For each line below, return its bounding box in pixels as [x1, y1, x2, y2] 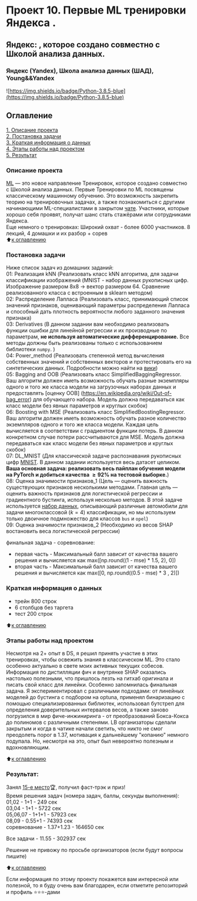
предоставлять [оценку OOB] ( [6, 390, 84, 397]
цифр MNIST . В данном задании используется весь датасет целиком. [6, 459, 181, 466]
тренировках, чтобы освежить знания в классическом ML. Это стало [6, 656, 181, 663]
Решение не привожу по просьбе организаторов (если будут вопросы [6, 847, 183, 854]
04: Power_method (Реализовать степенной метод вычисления [6, 352, 165, 359]
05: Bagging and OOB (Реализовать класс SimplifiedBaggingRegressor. [6, 371, 182, 378]
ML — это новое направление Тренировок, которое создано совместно [6, 179, 188, 187]
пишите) [6, 853, 27, 860]
